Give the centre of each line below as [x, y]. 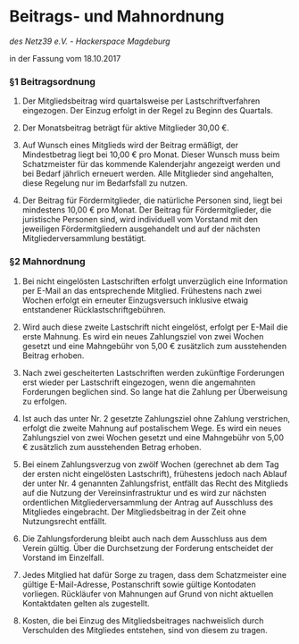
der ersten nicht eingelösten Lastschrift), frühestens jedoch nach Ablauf [154, 473]
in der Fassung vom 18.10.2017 [65, 58]
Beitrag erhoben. [53, 355]
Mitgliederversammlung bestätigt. [84, 238]
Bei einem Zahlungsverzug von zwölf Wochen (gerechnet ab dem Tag [150, 464]
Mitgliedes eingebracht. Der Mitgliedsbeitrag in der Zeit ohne [134, 512]
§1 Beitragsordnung [53, 81]
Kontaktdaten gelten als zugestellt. [86, 603]
